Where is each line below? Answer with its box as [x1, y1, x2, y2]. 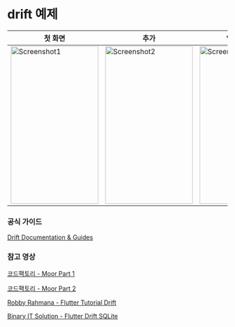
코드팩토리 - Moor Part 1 [7, 269, 75, 277]
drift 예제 [7, 6, 58, 22]
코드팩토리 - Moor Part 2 [7, 284, 76, 293]
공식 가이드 [7, 216, 43, 226]
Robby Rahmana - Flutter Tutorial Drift [7, 298, 117, 307]
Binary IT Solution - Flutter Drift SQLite [7, 312, 118, 320]
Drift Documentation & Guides [7, 233, 93, 242]
